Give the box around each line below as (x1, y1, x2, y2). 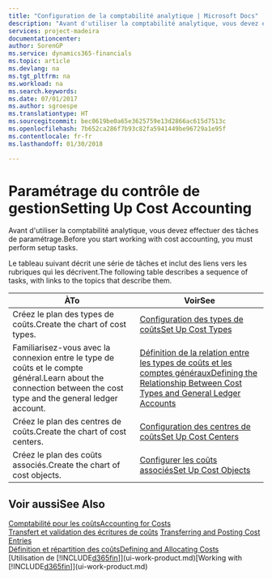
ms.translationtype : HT (8, 110, 89, 118)
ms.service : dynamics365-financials (8, 49, 132, 57)
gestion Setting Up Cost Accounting (8, 199, 253, 217)
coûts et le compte (12, 362, 83, 373)
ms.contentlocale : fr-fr (8, 132, 92, 140)
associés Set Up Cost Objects (139, 465, 251, 476)
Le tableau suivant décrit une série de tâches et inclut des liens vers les (8, 258, 247, 268)
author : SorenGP (8, 42, 63, 50)
